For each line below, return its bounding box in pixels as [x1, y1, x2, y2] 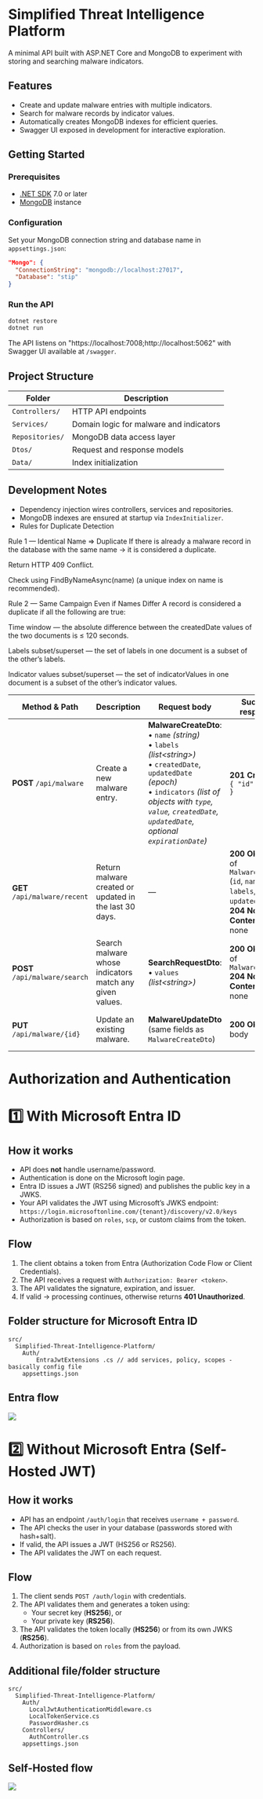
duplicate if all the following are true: [8, 607, 126, 616]
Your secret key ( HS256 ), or [31, 1608, 123, 1618]
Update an [95, 1014, 135, 1025]
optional [147, 825, 178, 836]
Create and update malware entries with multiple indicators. [19, 100, 213, 109]
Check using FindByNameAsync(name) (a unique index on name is [8, 575, 224, 584]
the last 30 [95, 901, 135, 912]
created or [95, 881, 135, 892]
